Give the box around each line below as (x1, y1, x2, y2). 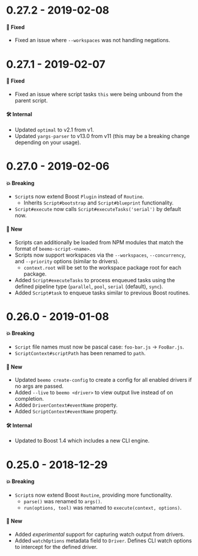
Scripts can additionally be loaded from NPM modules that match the (14, 238, 184, 246)
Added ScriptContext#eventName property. (14, 408, 118, 415)
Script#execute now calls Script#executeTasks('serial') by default (14, 206, 181, 213)
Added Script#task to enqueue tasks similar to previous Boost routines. (14, 289, 190, 296)
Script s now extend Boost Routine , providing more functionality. (14, 491, 173, 499)
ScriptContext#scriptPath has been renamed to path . (14, 349, 146, 356)
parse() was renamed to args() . (23, 497, 103, 504)
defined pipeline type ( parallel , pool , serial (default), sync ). (14, 283, 164, 290)
